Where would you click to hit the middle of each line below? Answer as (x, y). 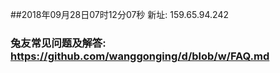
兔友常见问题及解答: (58, 43)
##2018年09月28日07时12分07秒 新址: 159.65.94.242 (120, 14)
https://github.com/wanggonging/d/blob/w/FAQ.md (140, 56)
